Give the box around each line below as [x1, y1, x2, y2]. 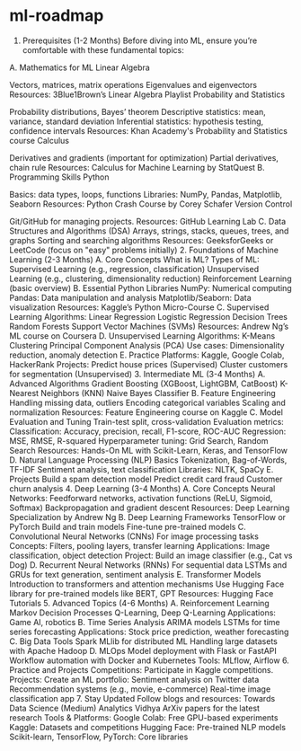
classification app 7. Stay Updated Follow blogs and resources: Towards [9, 693, 276, 703]
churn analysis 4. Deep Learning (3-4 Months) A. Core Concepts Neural [9, 482, 276, 494]
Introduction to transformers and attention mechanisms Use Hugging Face [9, 579, 285, 589]
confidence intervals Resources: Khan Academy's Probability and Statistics [9, 125, 288, 136]
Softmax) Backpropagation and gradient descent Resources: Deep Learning [9, 502, 290, 513]
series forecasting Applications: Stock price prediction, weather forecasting [9, 626, 289, 637]
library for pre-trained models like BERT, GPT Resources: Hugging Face [9, 588, 274, 598]
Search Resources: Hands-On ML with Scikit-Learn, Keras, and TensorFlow [9, 445, 288, 455]
